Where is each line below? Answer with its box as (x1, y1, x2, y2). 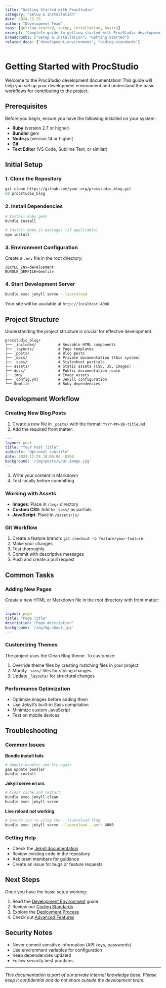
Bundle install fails (5, 753, 44, 758)
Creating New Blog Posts (5, 409, 66, 416)
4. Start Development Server (5, 281, 75, 288)
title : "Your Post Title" (5, 445, 58, 450)
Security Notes (5, 929, 53, 937)
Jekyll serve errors (5, 780, 45, 786)
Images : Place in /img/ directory (12, 501, 79, 507)
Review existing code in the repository (12, 851, 90, 857)
